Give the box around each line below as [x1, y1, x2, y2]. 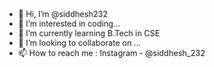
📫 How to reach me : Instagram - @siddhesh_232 [17, 48, 206, 58]
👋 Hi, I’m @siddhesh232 [17, 9, 109, 19]
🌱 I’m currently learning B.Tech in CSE [17, 28, 160, 38]
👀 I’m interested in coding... [17, 18, 121, 29]
